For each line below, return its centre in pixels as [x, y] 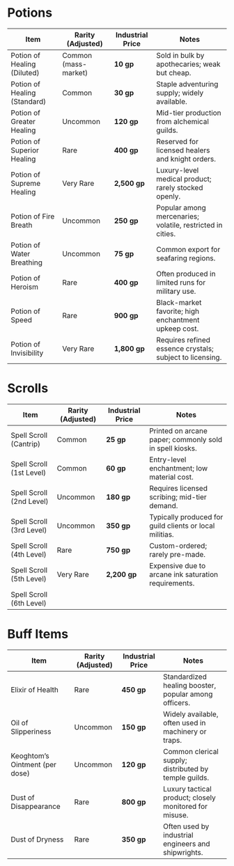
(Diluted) [25, 72]
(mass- [75, 64]
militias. [162, 534]
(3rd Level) [29, 530]
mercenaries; [178, 216]
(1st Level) [29, 473]
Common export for [188, 249]
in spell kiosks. [173, 448]
